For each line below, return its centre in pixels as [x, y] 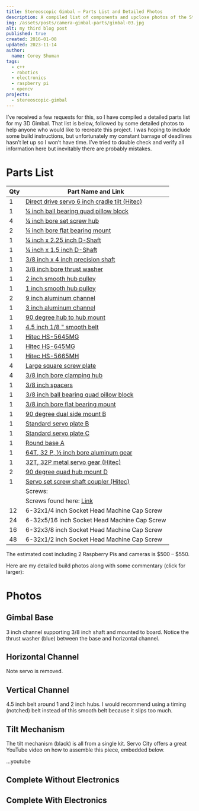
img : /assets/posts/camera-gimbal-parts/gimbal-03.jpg [75, 23]
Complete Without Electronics [63, 780]
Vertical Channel [38, 690]
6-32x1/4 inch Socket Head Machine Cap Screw [94, 510]
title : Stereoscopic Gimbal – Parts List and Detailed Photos [84, 12]
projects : [18, 94]
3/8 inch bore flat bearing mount [71, 404]
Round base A [45, 443]
